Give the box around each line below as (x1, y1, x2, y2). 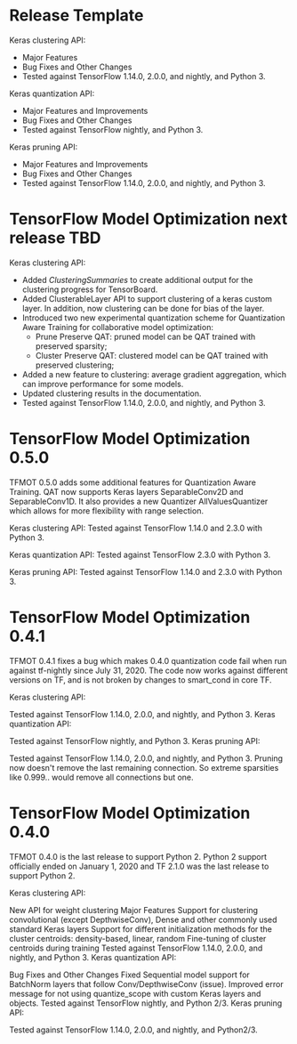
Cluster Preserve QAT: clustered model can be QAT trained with (35, 350, 269, 360)
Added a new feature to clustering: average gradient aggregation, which (21, 368, 287, 379)
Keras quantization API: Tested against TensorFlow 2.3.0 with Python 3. (9, 549, 271, 560)
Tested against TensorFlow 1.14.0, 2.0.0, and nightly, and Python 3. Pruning (9, 753, 283, 764)
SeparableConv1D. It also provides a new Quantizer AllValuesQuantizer (9, 496, 269, 506)
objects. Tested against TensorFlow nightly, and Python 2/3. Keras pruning (9, 998, 283, 1008)
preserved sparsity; (35, 340, 108, 352)
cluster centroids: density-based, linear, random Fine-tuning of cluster (9, 933, 267, 943)
